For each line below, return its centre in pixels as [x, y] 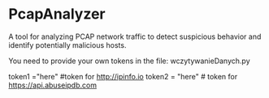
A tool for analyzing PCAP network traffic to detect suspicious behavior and [135, 36]
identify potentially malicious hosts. [67, 45]
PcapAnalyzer [57, 14]
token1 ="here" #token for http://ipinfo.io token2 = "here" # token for [123, 76]
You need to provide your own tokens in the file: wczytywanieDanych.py [129, 61]
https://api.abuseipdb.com [53, 85]
